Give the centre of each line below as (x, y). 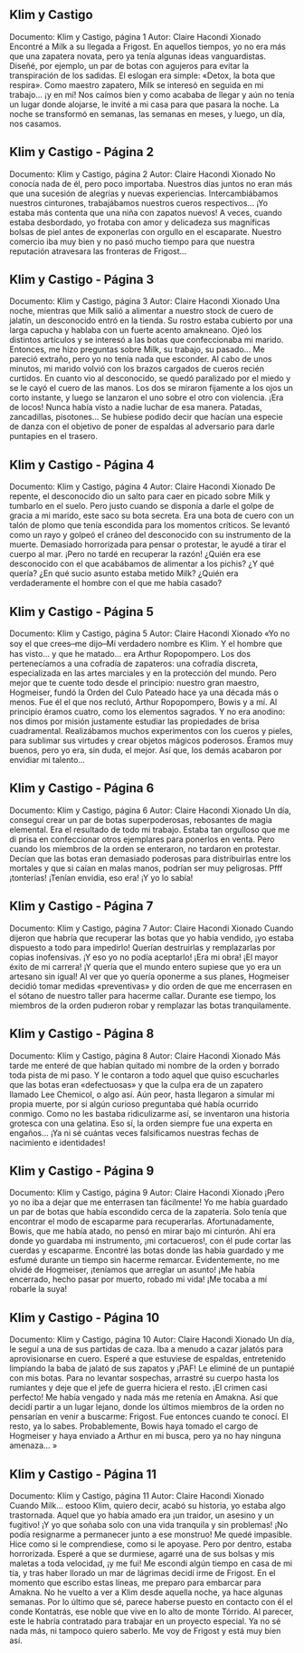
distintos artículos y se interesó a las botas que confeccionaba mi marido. (147, 340)
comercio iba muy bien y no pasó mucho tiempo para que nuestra (132, 241)
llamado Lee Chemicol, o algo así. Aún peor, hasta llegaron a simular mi (142, 1094)
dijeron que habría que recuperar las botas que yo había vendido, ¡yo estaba (152, 937)
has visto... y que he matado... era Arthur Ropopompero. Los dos (130, 654)
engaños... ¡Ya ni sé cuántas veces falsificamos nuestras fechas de (134, 1132)
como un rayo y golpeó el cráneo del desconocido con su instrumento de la (150, 535)
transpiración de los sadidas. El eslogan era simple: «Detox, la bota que (142, 75)
